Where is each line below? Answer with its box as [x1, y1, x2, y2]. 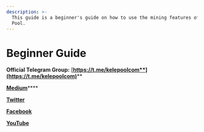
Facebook [6, 108, 32, 115]
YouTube [6, 119, 29, 127]
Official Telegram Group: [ [6, 66, 73, 73]
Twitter [6, 96, 25, 104]
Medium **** [6, 84, 38, 91]
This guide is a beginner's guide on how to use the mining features [12, 15, 191, 21]
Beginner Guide [6, 46, 87, 60]
